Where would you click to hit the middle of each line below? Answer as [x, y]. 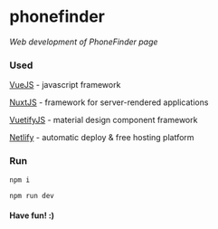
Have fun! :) [32, 215]
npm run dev [32, 196]
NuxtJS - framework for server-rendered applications [109, 102]
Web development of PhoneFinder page [84, 42]
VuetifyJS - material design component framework [104, 120]
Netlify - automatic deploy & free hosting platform [102, 138]
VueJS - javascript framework [65, 85]
